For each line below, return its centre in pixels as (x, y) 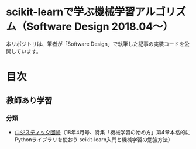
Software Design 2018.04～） (100, 27)
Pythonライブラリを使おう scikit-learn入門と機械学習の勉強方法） (94, 139)
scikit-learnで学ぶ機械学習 (71, 12)
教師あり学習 (29, 100)
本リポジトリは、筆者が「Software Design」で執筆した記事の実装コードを (95, 44)
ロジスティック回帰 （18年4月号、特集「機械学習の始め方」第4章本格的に (102, 132)
